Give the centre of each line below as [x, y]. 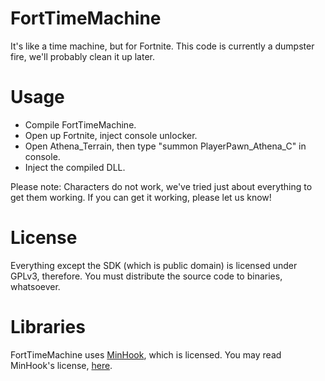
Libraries [48, 327]
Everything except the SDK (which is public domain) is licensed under [154, 265]
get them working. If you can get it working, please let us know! [141, 197]
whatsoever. [35, 286]
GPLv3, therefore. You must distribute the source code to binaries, [146, 276]
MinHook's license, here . [61, 365]
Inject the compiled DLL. [75, 167]
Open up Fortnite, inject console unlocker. [111, 135]
